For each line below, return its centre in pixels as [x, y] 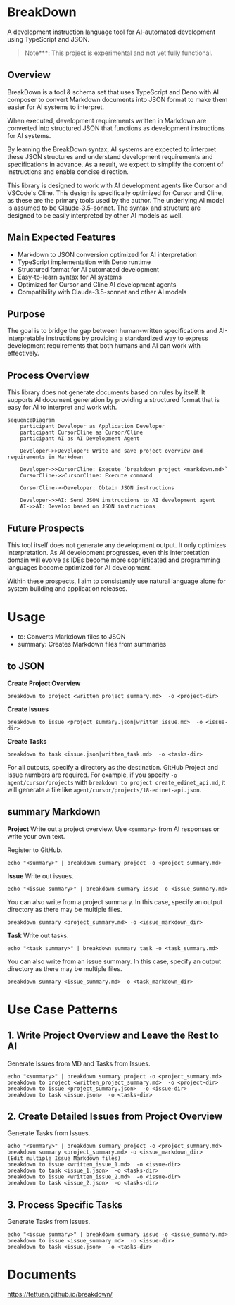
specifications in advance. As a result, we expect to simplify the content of [115, 164]
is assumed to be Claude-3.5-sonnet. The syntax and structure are [104, 208]
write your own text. [36, 836]
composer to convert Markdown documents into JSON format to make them [118, 99]
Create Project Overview [44, 683]
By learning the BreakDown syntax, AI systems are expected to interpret [112, 149]
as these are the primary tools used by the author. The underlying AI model [116, 200]
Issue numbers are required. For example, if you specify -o [92, 775]
